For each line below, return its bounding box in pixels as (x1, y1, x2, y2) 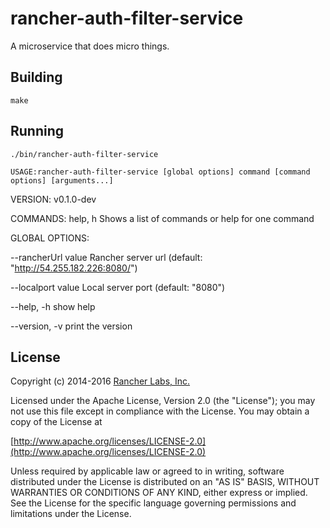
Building (10, 69, 63, 86)
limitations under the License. (10, 508, 132, 520)
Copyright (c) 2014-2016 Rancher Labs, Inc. (10, 375, 191, 387)
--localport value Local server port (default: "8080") (10, 281, 226, 293)
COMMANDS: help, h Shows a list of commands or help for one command (10, 212, 315, 224)
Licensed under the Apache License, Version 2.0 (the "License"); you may (10, 395, 316, 407)
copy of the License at (10, 416, 103, 428)
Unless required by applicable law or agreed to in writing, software (10, 465, 285, 477)
